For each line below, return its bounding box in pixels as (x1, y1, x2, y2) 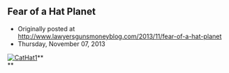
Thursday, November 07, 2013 (17, 39, 106, 48)
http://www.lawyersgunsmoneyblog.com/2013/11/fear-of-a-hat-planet (17, 32, 222, 40)
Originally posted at (17, 24, 75, 33)
